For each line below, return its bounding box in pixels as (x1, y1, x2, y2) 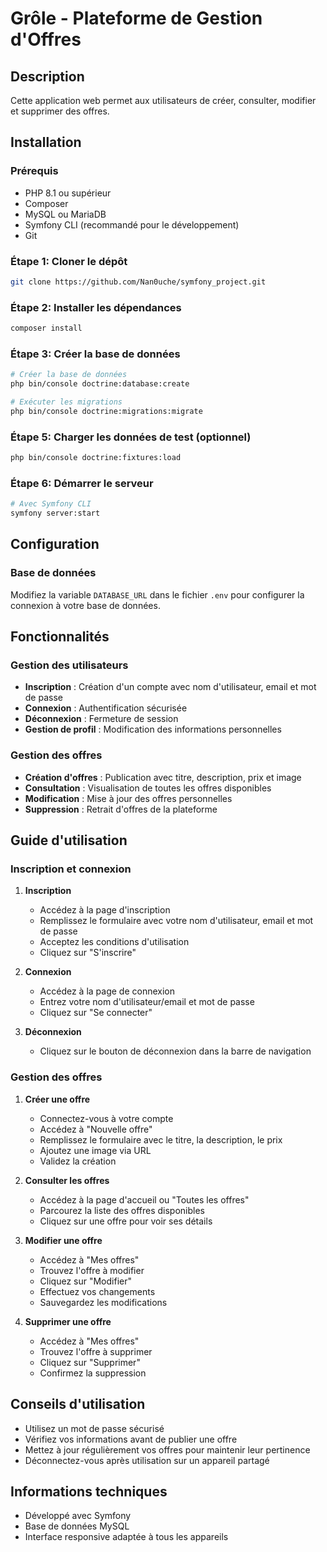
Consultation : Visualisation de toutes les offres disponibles (24, 782, 272, 794)
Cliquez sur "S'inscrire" (39, 947, 137, 959)
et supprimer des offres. (10, 105, 110, 117)
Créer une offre (24, 1093, 91, 1105)
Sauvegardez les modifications (39, 1296, 168, 1308)
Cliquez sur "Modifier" (39, 1275, 133, 1287)
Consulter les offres (24, 1174, 110, 1186)
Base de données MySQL (24, 1520, 130, 1532)
